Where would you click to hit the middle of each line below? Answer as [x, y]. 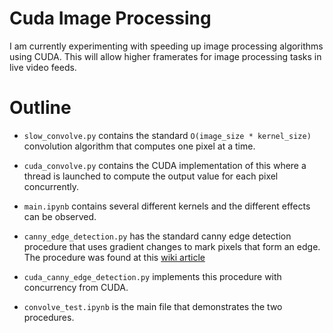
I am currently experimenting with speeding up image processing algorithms [166, 46]
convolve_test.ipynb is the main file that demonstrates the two [153, 306]
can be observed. [60, 216]
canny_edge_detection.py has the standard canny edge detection [157, 236]
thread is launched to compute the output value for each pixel [151, 176]
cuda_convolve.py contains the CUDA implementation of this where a [165, 165]
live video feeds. [43, 67]
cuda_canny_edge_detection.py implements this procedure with [152, 276]
